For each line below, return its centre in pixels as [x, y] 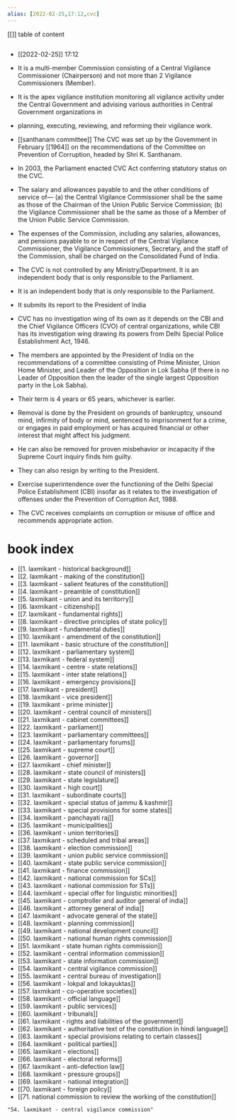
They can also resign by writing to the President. [88, 470]
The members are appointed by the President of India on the [106, 355]
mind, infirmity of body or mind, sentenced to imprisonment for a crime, [122, 420]
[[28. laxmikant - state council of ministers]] [82, 772]
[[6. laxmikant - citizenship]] [59, 606]
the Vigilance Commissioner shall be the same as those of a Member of [122, 212]
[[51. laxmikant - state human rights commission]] [90, 945]
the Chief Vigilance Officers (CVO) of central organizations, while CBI [119, 326]
